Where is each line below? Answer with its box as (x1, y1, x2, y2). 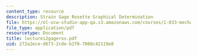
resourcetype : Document (6, 30, 64, 36)
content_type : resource (6, 8, 64, 15)
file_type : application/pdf (6, 24, 75, 31)
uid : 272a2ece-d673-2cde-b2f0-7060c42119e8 (6, 41, 114, 47)
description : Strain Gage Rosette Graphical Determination (6, 14, 154, 20)
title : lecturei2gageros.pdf (6, 36, 77, 41)
